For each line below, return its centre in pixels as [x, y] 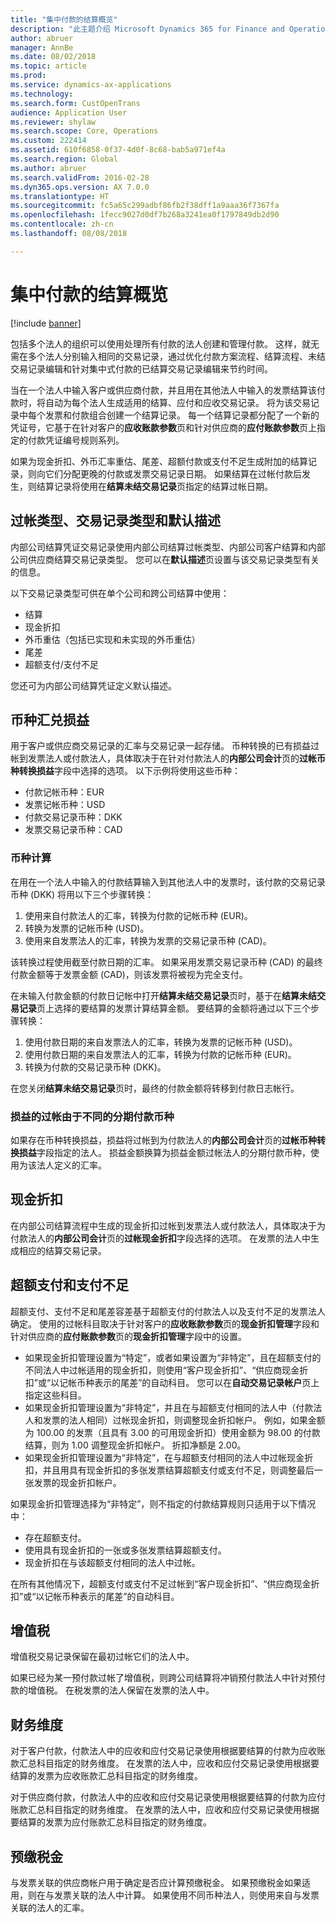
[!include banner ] [46, 323]
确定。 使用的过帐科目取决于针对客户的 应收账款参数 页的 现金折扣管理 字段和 [165, 1323]
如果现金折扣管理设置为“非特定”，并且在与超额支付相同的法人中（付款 [169, 1407]
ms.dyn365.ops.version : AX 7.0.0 [80, 187]
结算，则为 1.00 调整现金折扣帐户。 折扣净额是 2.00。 [135, 1445]
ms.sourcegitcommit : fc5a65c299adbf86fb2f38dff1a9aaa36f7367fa [145, 206]
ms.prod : [28, 76]
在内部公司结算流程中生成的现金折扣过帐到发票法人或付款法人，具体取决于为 [168, 1225]
